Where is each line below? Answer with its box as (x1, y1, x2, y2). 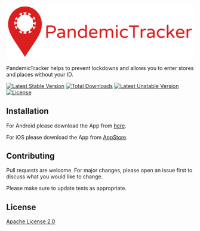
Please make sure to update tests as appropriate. (6, 185, 127, 192)
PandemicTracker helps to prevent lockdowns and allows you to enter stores (6, 64, 194, 71)
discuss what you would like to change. (6, 173, 103, 180)
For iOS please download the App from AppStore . (6, 133, 128, 141)
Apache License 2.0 (6, 218, 56, 225)
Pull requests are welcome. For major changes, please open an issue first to (6, 167, 193, 174)
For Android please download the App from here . (6, 122, 127, 129)
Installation (6, 106, 49, 116)
